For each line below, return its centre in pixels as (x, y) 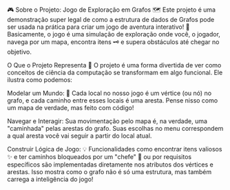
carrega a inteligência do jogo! (50, 179)
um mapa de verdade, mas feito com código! (71, 108)
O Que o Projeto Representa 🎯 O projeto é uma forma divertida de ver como (114, 65)
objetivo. (20, 52)
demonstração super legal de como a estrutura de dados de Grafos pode (111, 20)
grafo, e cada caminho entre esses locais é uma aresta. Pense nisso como (113, 101)
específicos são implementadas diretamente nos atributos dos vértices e (110, 165)
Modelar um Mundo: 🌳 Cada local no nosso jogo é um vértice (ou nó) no (109, 93)
